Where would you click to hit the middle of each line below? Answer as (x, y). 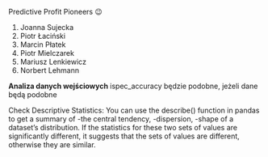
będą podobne (33, 95)
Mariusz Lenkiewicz (53, 62)
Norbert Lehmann (49, 70)
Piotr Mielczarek (47, 53)
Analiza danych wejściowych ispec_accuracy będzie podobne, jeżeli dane (133, 86)
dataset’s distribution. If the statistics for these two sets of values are (123, 127)
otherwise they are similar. (52, 144)
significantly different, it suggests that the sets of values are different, (124, 136)
